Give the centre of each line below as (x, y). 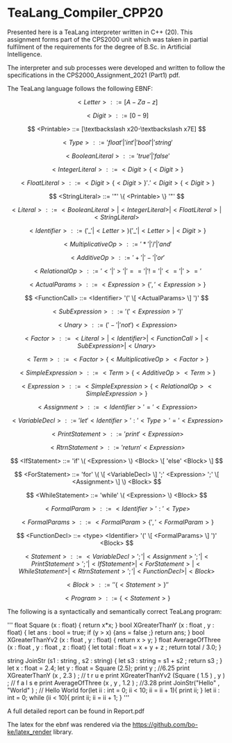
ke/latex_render (30, 732)
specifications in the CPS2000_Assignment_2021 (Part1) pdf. (94, 75)
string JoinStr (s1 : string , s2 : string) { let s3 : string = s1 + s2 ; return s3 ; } (115, 660)
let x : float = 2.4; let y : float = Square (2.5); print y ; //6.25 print (98, 668)
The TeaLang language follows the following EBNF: (80, 88)
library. (63, 732)
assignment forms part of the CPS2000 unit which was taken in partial (108, 39)
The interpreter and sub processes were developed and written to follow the (116, 67)
